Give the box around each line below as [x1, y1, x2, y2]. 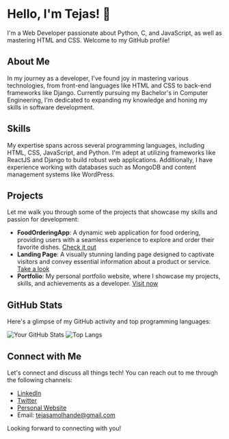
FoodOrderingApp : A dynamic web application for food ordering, [16, 228, 201, 237]
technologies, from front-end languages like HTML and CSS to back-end [7, 81, 212, 90]
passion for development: [7, 215, 79, 224]
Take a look [16, 265, 50, 273]
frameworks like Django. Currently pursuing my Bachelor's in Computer [7, 88, 208, 96]
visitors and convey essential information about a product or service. [16, 258, 211, 266]
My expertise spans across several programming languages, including [7, 141, 205, 149]
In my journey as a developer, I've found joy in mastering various [7, 74, 189, 82]
